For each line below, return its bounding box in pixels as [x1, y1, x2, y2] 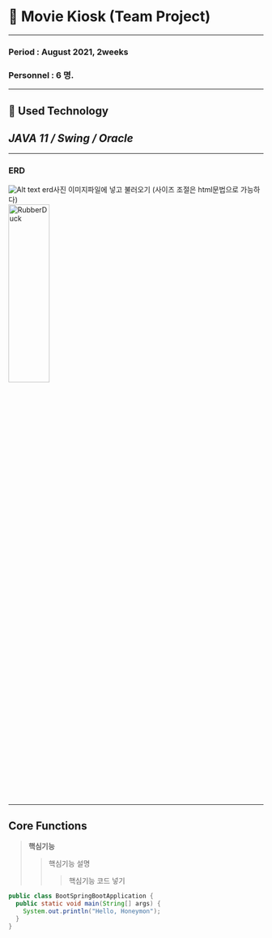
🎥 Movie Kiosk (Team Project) [8, 7, 211, 26]
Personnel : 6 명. [8, 69, 74, 80]
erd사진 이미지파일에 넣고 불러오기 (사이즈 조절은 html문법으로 [41, 184, 239, 194]
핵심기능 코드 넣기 [68, 876, 125, 886]
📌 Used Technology [8, 104, 109, 118]
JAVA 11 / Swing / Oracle [8, 131, 134, 145]
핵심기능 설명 [48, 859, 91, 868]
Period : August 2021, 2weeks [8, 46, 129, 58]
